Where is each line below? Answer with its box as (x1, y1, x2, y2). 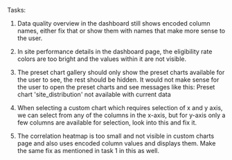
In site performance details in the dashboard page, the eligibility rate (17, 48, 213, 55)
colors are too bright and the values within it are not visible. (17, 55, 187, 63)
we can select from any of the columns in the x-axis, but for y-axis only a (17, 111, 226, 119)
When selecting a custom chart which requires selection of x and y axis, (17, 104, 223, 112)
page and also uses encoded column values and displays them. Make (17, 139, 216, 148)
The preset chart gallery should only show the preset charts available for (17, 69, 225, 76)
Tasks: (7, 6, 26, 14)
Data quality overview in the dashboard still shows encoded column (17, 19, 211, 27)
